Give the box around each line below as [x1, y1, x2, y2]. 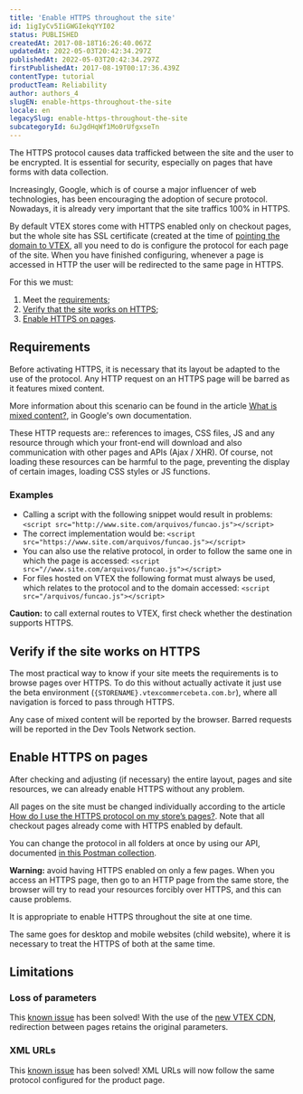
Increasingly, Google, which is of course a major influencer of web [9, 184, 257, 194]
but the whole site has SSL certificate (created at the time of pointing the [9, 231, 280, 240]
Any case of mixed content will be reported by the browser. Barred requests [9, 713, 292, 724]
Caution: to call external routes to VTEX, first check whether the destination [9, 608, 292, 619]
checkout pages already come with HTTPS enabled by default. [9, 820, 243, 831]
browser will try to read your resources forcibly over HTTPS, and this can [9, 883, 282, 895]
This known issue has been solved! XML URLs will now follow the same [9, 1064, 275, 1076]
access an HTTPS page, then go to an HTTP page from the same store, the [9, 874, 289, 885]
